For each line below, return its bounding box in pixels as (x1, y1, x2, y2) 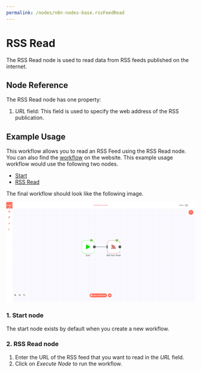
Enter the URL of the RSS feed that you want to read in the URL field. (14, 353, 185, 361)
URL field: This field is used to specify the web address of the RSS (14, 108, 179, 115)
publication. (14, 114, 44, 122)
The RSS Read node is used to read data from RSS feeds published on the (6, 56, 189, 63)
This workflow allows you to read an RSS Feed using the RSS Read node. (6, 147, 187, 155)
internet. (6, 63, 27, 70)
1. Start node (6, 311, 44, 320)
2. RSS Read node (6, 340, 59, 349)
